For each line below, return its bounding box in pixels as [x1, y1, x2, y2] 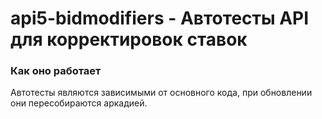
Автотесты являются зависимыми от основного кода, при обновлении [10, 87, 313, 99]
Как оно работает [10, 64, 102, 78]
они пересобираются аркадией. [10, 97, 148, 109]
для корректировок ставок [10, 28, 248, 51]
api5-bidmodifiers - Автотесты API [10, 7, 310, 30]
